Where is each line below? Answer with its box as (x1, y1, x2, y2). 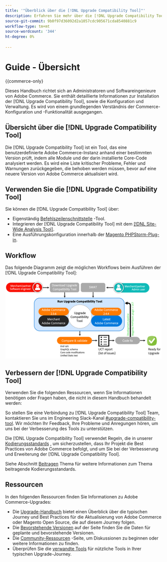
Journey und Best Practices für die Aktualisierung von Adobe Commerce (12, 514, 162, 520)
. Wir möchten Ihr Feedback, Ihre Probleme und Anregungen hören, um (12, 421, 158, 427)
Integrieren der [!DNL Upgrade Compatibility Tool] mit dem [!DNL (12, 221, 146, 227)
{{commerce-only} (5, 78, 44, 84)
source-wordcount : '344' (5, 29, 57, 34)
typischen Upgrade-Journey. (12, 551, 72, 557)
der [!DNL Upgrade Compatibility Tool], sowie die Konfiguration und (5, 98, 144, 104)
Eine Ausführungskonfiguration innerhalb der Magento (12, 231, 124, 237)
